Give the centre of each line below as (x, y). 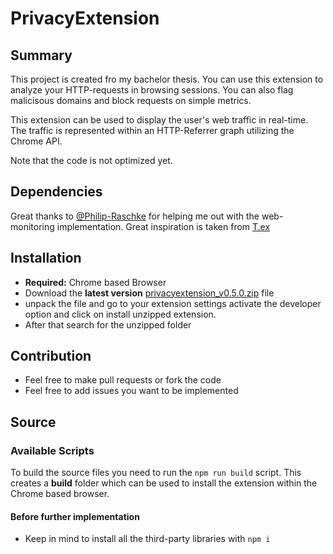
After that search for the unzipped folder (108, 324)
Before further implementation (75, 516)
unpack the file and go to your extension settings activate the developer (173, 303)
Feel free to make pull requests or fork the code (123, 380)
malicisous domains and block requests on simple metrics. (131, 100)
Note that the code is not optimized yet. (91, 160)
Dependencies (56, 192)
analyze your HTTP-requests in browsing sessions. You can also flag (152, 90)
